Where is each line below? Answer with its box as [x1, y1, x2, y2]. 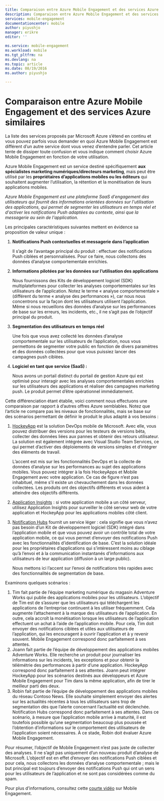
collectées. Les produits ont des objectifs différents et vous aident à [12, 485, 149, 490]
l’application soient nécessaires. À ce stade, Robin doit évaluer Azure [12, 729, 152, 735]
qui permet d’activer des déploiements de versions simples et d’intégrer [12, 444, 157, 450]
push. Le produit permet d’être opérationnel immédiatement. [12, 388, 134, 394]
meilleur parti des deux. [12, 683, 60, 689]
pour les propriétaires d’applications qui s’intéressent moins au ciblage [12, 545, 155, 551]
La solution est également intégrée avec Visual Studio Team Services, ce [12, 438, 159, 444]
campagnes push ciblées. [12, 354, 65, 360]
